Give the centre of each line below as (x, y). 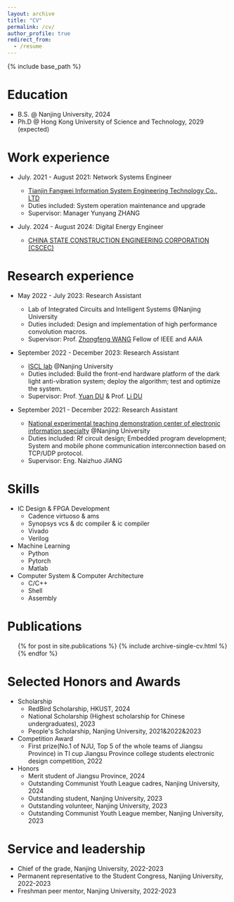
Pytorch (39, 561)
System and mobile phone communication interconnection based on (127, 445)
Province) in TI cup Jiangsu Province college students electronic (121, 753)
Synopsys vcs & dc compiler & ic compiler (89, 523)
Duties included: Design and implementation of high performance (123, 324)
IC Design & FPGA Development (64, 508)
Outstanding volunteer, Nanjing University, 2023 (97, 806)
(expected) (33, 129)
